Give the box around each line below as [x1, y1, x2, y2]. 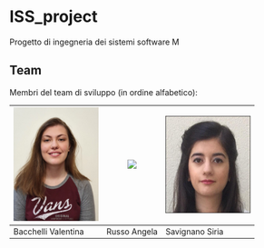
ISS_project [9, 6, 98, 27]
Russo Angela [106, 225, 159, 237]
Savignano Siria [165, 225, 224, 237]
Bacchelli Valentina [13, 225, 84, 237]
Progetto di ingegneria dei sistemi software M [9, 36, 180, 47]
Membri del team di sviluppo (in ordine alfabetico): [9, 86, 198, 97]
